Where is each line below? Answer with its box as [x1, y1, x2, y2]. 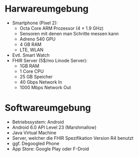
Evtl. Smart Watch [12, 52, 50, 58]
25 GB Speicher [19, 73, 53, 80]
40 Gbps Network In [19, 79, 62, 85]
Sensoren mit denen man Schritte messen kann [19, 30, 119, 36]
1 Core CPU [19, 68, 44, 74]
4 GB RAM [19, 41, 42, 47]
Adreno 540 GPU [19, 36, 56, 42]
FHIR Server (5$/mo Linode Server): [12, 57, 88, 63]
